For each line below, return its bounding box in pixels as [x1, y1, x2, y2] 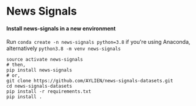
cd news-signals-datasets [6, 83, 72, 90]
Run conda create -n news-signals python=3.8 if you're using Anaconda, [6, 38, 191, 46]
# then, [6, 62, 26, 68]
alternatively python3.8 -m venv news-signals [6, 44, 121, 52]
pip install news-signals [6, 67, 72, 74]
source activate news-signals [6, 57, 84, 63]
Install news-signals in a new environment [6, 24, 116, 32]
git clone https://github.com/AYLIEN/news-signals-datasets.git [6, 78, 173, 84]
